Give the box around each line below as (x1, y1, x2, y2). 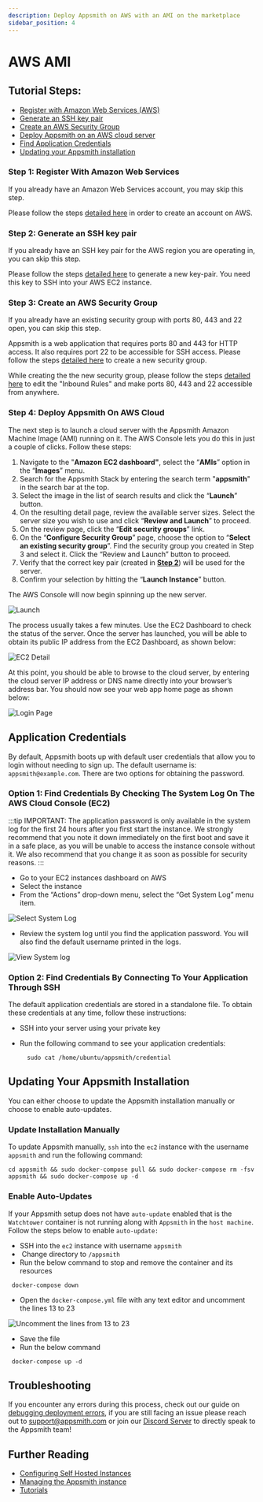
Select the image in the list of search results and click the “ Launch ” (19, 490, 238, 500)
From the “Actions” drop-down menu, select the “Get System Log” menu (19, 890, 254, 899)
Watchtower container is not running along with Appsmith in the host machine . (8, 1217, 254, 1226)
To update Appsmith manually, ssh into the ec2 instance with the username (8, 1142, 250, 1151)
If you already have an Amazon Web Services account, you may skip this (8, 184, 243, 194)
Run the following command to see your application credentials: (19, 1039, 226, 1048)
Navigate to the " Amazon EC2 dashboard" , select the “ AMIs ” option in (19, 457, 250, 467)
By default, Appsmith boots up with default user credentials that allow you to (8, 752, 256, 761)
